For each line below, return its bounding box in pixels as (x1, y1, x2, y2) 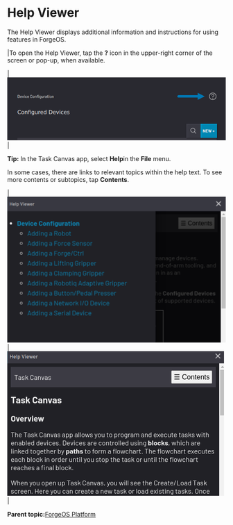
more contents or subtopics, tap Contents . (7, 175, 130, 183)
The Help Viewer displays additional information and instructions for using (7, 28, 218, 36)
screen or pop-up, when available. (7, 56, 105, 64)
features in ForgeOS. (7, 35, 67, 43)
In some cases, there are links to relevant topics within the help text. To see (7, 168, 223, 176)
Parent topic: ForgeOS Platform (7, 510, 96, 518)
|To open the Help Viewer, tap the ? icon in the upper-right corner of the (7, 49, 213, 57)
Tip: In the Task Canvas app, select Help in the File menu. (7, 154, 171, 162)
